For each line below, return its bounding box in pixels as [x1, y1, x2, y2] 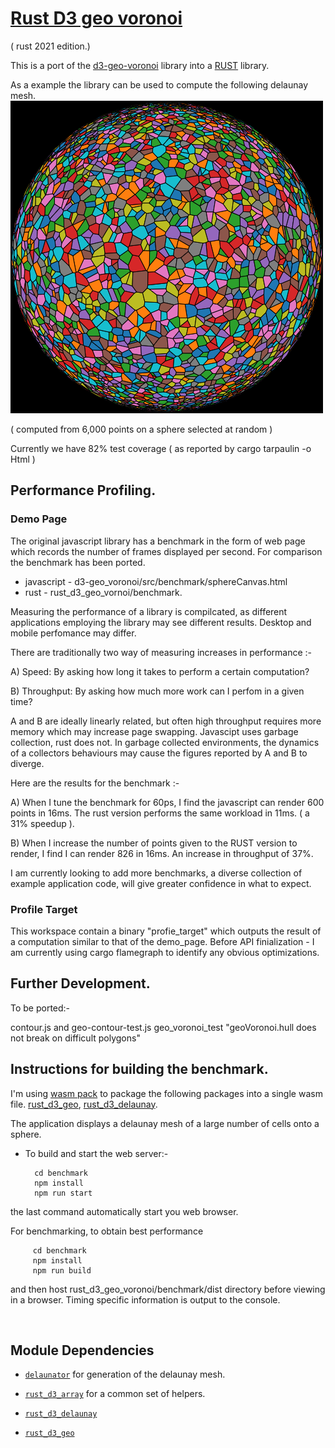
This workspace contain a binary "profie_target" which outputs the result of [10, 925, 322, 937]
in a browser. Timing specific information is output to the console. [10, 1293, 281, 1306]
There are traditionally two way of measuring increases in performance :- [10, 646, 313, 658]
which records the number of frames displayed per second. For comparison [10, 545, 323, 557]
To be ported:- [10, 1002, 71, 1014]
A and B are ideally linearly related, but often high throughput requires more [10, 715, 322, 727]
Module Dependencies [10, 1342, 155, 1359]
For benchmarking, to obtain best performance [10, 1225, 204, 1237]
